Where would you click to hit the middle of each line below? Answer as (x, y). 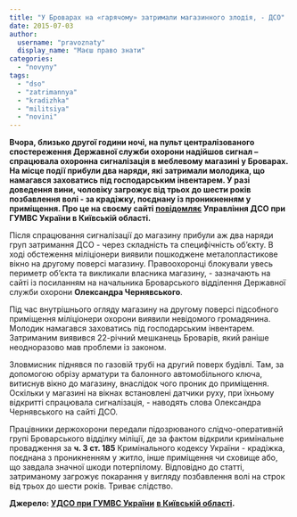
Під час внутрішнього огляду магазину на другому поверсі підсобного (144, 309)
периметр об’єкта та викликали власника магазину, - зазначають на (140, 274)
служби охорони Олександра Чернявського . (96, 292)
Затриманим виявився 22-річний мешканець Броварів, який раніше (139, 338)
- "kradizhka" (43, 100)
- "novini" (37, 117)
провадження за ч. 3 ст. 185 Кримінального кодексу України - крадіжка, (147, 448)
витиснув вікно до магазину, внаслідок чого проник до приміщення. (139, 383)
